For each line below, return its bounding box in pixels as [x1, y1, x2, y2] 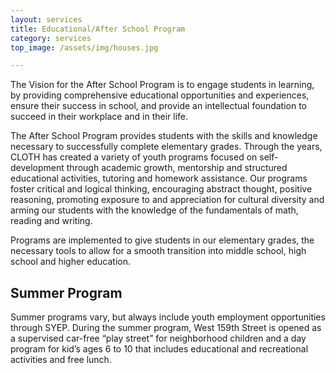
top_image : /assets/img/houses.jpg [10, 42, 159, 53]
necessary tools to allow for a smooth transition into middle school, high [10, 245, 307, 257]
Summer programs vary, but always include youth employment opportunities [10, 311, 326, 323]
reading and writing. [10, 215, 93, 227]
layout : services [10, 14, 83, 25]
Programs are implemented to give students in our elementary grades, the [10, 234, 315, 246]
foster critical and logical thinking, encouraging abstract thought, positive [10, 183, 313, 195]
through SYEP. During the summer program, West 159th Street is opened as [10, 322, 322, 334]
